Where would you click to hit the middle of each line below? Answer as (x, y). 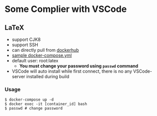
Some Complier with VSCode (66, 9)
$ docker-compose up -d (29, 100)
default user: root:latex (35, 60)
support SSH (25, 45)
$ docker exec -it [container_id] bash (46, 104)
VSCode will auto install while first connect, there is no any (72, 71)
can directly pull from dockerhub (45, 50)
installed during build (48, 76)
